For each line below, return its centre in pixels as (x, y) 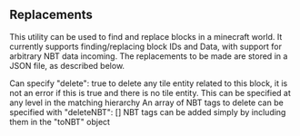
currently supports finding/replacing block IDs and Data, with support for (146, 46)
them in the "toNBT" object (60, 121)
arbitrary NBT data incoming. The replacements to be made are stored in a (149, 56)
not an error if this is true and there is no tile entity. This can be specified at (150, 92)
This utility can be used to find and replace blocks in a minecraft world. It (146, 36)
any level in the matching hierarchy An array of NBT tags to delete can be (146, 102)
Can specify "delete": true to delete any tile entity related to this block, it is (149, 83)
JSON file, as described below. (67, 65)
